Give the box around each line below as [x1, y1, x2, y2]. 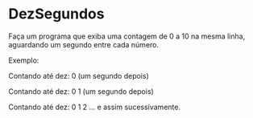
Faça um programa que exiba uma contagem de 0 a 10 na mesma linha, [8, 31, 246, 41]
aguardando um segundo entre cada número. [8, 39, 160, 49]
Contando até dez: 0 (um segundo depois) [8, 71, 149, 80]
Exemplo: [8, 55, 39, 65]
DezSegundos [8, 5, 105, 23]
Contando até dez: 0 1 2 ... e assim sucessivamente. [8, 102, 181, 112]
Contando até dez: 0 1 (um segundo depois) [8, 86, 155, 96]
